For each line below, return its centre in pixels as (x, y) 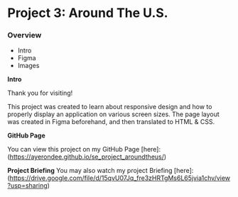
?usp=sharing (27, 186)
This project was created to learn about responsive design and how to (110, 107)
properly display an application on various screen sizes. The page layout (114, 114)
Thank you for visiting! (40, 93)
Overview (25, 35)
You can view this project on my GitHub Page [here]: (84, 150)
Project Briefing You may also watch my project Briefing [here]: (101, 171)
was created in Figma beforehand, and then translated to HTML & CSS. (111, 122)
